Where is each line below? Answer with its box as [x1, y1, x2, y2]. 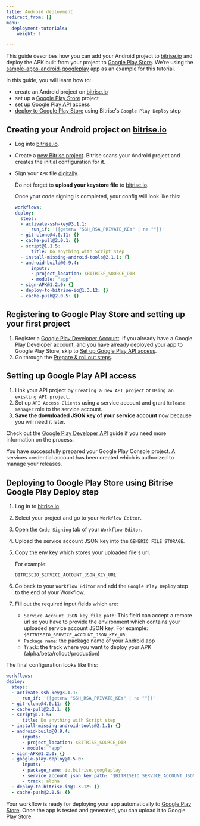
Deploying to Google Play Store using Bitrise [6, 477, 174, 487]
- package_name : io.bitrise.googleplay [21, 767, 121, 774]
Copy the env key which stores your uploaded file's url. [14, 549, 151, 556]
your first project [6, 319, 70, 329]
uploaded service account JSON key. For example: [23, 625, 148, 632]
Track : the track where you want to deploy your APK [23, 644, 152, 651]
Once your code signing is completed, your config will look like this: [14, 192, 181, 200]
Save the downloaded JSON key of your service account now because [14, 412, 192, 419]
